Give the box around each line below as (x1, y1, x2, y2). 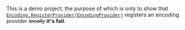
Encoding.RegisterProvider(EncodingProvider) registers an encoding (6, 11, 180, 18)
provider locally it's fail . (6, 18, 66, 24)
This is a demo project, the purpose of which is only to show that (6, 5, 169, 12)
